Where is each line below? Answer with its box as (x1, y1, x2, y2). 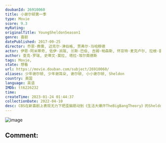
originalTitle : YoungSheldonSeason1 (5, 30, 81, 35)
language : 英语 (5, 80, 35, 85)
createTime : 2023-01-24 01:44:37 (5, 94, 74, 99)
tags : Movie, (5, 58, 32, 63)
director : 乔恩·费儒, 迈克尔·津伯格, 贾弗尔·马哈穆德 (5, 44, 105, 49)
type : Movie (5, 16, 30, 21)
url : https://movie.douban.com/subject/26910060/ (5, 67, 110, 72)
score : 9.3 (5, 21, 28, 26)
